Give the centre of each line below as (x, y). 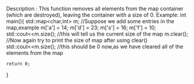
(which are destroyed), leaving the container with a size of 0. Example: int (96, 15)
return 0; (18, 64)
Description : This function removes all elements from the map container (95, 9)
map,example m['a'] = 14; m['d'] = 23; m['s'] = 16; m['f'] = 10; (81, 27)
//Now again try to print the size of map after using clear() (77, 40)
